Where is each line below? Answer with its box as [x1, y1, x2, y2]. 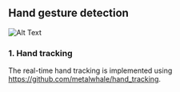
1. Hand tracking [8, 47, 73, 58]
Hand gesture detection [8, 6, 130, 20]
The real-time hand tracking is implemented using [8, 66, 173, 75]
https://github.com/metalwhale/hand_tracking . [8, 74, 162, 84]
